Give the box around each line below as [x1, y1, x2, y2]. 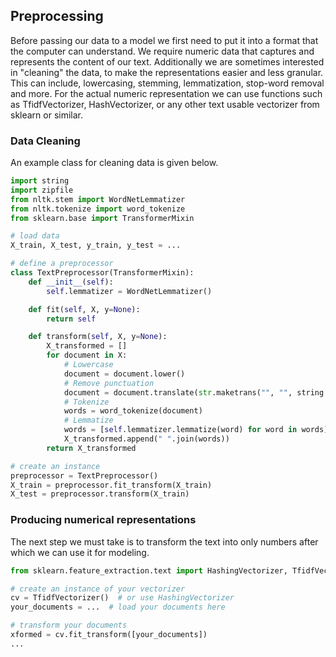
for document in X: [46, 350, 128, 361]
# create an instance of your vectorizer [10, 584, 186, 594]
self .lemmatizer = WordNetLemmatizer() [46, 286, 213, 296]
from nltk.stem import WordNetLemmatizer [10, 194, 186, 204]
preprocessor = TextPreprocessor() [10, 470, 159, 481]
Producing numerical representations [10, 513, 197, 527]
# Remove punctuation [63, 378, 155, 388]
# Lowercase [63, 360, 114, 370]
